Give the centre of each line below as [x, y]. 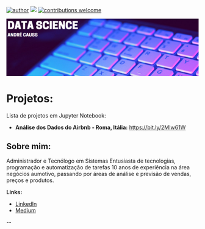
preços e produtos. [30, 180]
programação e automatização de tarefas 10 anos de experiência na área [98, 167]
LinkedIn [26, 204]
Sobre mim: [29, 146]
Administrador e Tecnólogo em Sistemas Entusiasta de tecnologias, [91, 161]
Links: [14, 192]
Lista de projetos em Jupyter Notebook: [56, 115]
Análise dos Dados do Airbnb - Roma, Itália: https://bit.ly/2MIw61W [100, 127]
